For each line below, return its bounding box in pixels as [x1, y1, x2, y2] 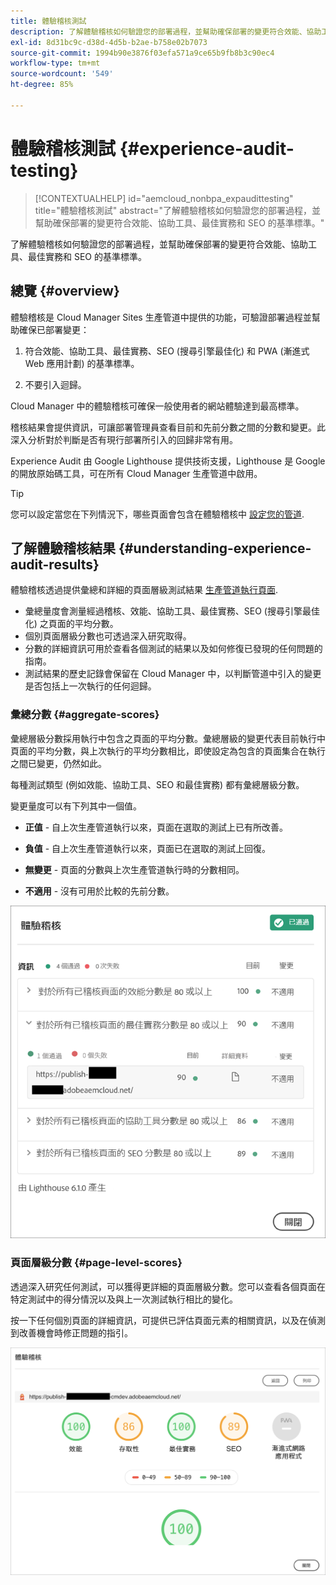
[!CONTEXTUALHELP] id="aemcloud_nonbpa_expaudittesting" [34, 192, 294, 204]
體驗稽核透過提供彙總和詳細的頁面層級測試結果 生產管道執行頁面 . [10, 584, 278, 596]
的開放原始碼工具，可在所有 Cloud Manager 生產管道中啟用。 [10, 467, 263, 479]
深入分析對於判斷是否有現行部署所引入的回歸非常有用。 [10, 433, 238, 445]
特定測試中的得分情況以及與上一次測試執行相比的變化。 [10, 1293, 238, 1305]
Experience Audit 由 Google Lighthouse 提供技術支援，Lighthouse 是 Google [10, 455, 326, 467]
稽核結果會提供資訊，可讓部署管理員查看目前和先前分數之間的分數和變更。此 [10, 421, 326, 433]
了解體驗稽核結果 [10, 540, 116, 557]
